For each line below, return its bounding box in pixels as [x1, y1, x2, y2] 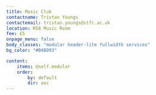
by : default [27, 75, 58, 81]
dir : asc [27, 80, 49, 86]
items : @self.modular [17, 64, 70, 69]
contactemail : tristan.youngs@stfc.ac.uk [6, 20, 111, 26]
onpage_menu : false [6, 36, 55, 42]
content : [6, 58, 28, 64]
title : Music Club [6, 8, 52, 15]
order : [17, 69, 33, 75]
